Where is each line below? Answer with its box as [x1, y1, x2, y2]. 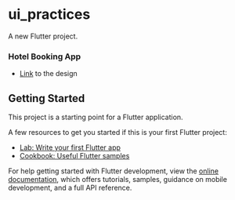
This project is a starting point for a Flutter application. [8, 112, 183, 122]
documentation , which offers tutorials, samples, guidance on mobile [8, 175, 227, 184]
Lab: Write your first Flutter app [19, 143, 121, 152]
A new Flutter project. [8, 31, 78, 41]
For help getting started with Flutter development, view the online [8, 166, 219, 176]
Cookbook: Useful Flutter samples [19, 151, 130, 161]
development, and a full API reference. [8, 183, 132, 193]
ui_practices [8, 5, 91, 24]
